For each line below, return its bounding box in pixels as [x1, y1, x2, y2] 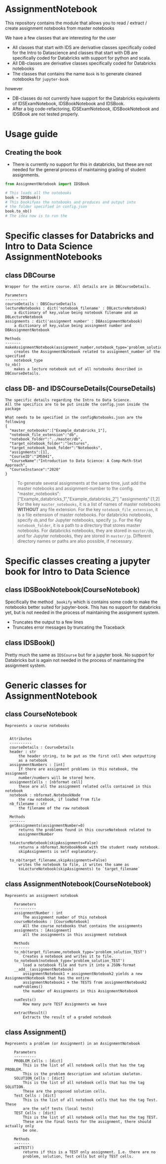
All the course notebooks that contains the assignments [23, 923, 142, 928]
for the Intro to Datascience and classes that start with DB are [12, 50, 138, 56]
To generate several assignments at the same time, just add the [17, 480, 147, 486]
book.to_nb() [5, 209, 32, 214]
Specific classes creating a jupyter [5, 556, 151, 567]
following [5, 419, 26, 424]
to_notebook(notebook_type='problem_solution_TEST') [14, 958, 125, 963]
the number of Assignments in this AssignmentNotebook [23, 988, 138, 993]
